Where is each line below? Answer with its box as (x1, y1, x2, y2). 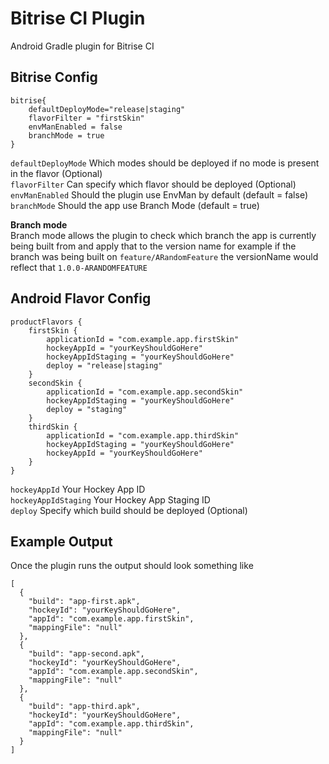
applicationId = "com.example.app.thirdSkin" (46, 430, 240, 441)
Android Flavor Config (10, 290, 152, 307)
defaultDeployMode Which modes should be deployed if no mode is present (10, 157, 320, 169)
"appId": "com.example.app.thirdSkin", (28, 719, 195, 729)
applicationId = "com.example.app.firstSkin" (46, 334, 240, 344)
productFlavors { (10, 317, 83, 327)
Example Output (10, 533, 113, 550)
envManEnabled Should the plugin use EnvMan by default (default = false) (10, 188, 309, 201)
